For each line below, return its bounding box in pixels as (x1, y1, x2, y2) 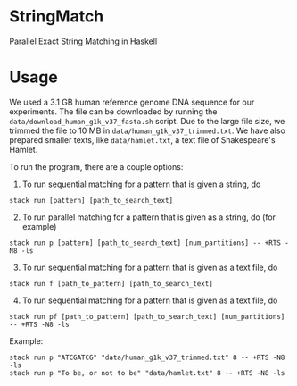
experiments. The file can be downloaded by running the (9, 105, 218, 117)
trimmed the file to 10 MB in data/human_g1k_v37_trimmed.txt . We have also (9, 125, 285, 136)
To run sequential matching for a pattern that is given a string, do (21, 179, 261, 189)
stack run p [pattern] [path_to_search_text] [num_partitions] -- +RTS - (9, 239, 290, 248)
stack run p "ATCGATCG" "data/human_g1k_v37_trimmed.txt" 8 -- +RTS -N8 (9, 353, 285, 362)
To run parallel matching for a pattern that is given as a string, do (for (21, 212, 276, 222)
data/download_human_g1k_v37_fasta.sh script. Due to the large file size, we (9, 115, 285, 126)
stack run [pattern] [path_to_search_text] (9, 196, 174, 205)
